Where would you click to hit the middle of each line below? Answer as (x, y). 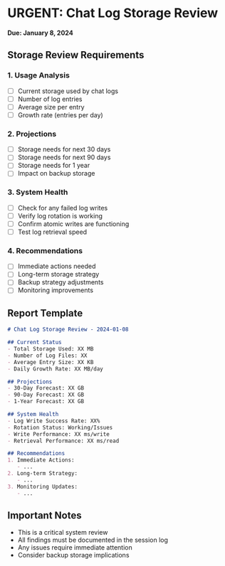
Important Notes (45, 515)
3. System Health (38, 192)
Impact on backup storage (56, 173)
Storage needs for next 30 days (64, 149)
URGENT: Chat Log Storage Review (113, 13)
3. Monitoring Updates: (43, 486)
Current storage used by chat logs (68, 91)
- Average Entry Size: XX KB (51, 362)
